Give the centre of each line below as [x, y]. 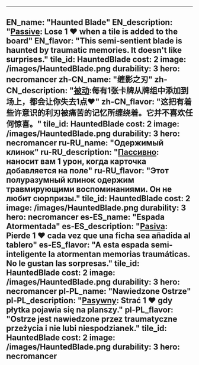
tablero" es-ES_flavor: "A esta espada [78, 245]
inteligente [26, 254]
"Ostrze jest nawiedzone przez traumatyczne [92, 319]
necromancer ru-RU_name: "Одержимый [85, 143]
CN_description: [37, 91]
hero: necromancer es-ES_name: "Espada [85, 217]
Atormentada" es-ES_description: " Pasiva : [87, 226]
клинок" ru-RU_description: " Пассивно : [83, 152]
